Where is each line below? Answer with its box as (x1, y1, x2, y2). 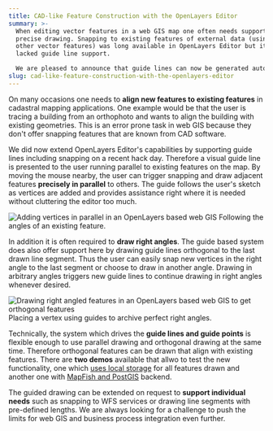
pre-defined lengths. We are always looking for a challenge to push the (8, 404, 246, 415)
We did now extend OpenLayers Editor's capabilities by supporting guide (8, 144, 253, 155)
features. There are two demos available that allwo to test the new (8, 355, 231, 364)
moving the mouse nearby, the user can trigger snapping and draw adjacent (8, 170, 263, 180)
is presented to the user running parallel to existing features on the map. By (8, 162, 261, 172)
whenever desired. (8, 280, 71, 290)
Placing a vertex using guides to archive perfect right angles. (8, 312, 213, 322)
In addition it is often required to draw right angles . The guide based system (8, 237, 264, 246)
